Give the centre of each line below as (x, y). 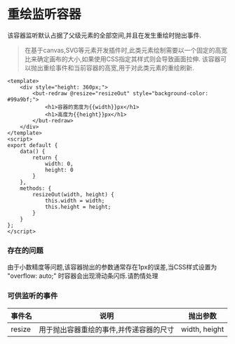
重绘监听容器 (45, 14)
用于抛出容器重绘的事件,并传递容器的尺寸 (107, 329)
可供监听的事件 (33, 296)
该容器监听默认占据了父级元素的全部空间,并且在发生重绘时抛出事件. (105, 35)
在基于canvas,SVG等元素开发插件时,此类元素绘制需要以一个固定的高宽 (126, 50)
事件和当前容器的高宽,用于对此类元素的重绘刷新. (125, 68)
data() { (33, 151)
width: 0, (59, 164)
